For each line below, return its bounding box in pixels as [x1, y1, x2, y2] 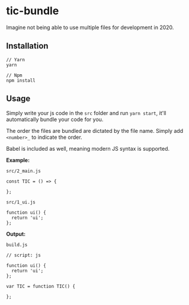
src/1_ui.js [6, 199, 36, 205]
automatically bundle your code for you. [6, 116, 104, 123]
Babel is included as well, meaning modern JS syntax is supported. [6, 145, 170, 152]
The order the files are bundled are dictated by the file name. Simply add [6, 127, 184, 134]
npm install [6, 77, 36, 84]
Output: [6, 230, 25, 237]
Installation [6, 41, 49, 51]
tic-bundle [6, 4, 59, 18]
